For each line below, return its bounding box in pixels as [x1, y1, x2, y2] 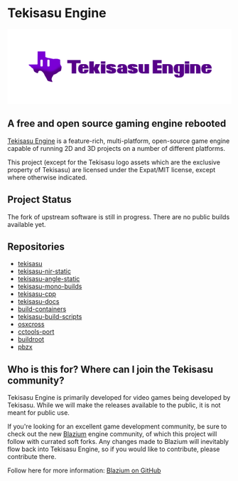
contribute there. [7, 453, 57, 461]
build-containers [17, 305, 67, 314]
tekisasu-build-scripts [17, 312, 82, 321]
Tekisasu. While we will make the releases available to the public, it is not [7, 401, 221, 410]
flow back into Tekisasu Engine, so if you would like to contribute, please [7, 445, 220, 453]
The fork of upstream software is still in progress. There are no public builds [7, 212, 230, 221]
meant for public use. [7, 408, 70, 417]
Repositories [7, 240, 65, 253]
